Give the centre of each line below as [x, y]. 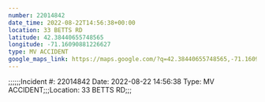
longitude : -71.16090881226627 [60, 45]
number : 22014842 [37, 15]
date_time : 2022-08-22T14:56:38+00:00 [72, 23]
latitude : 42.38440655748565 [56, 37]
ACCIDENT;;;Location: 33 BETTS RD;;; [70, 89]
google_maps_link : [38, 60]
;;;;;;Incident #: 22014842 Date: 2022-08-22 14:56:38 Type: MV [111, 81]
